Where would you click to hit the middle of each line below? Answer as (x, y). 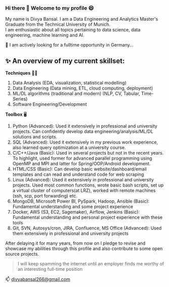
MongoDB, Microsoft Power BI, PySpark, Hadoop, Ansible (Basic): (81, 201)
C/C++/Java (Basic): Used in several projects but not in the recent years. (88, 153)
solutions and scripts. (35, 137)
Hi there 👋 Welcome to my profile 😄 (50, 8)
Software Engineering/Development (50, 104)
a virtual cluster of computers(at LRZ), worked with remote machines (84, 190)
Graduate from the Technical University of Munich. (58, 24)
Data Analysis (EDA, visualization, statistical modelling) (70, 83)
